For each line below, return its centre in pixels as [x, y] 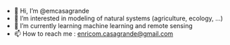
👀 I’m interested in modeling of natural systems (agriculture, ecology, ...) [119, 18]
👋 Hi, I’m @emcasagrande [51, 11]
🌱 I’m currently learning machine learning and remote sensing [103, 26]
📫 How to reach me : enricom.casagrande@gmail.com [94, 34]
